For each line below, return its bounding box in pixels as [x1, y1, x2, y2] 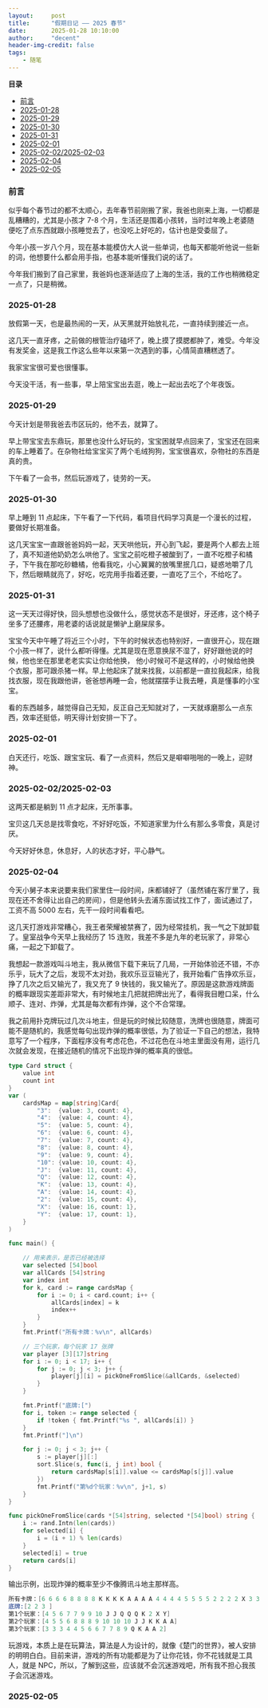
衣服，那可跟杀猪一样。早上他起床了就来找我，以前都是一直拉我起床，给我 [14, 666, 260, 675]
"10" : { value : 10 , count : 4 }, [37, 1158, 137, 1166]
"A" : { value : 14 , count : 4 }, [37, 1188, 137, 1196]
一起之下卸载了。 [22, 943, 78, 952]
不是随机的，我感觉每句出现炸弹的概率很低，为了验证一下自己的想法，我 [14, 1026, 253, 1036]
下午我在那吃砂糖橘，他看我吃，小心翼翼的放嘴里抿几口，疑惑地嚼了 [22, 559, 246, 569]
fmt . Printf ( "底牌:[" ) [22, 1402, 93, 1409]
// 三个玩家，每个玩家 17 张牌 [22, 1342, 113, 1350]
